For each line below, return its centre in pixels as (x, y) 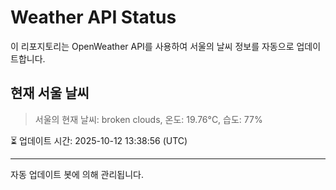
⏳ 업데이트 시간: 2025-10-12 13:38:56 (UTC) (99, 140)
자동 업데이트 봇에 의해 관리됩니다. (77, 174)
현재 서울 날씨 (50, 93)
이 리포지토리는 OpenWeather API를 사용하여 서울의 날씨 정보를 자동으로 (152, 46)
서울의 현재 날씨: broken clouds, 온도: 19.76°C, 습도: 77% (148, 119)
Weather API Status (93, 17)
